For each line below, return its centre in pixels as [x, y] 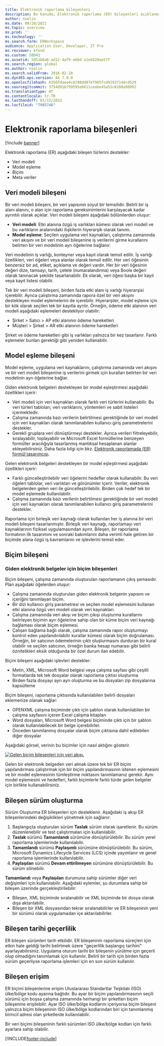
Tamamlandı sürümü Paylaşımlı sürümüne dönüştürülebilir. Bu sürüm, [82, 848]
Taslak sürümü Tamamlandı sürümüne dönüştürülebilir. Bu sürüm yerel [84, 837]
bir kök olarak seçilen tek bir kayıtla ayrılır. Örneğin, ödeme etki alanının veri [81, 306]
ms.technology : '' [24, 37]
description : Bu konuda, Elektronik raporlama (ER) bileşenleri [72, 14]
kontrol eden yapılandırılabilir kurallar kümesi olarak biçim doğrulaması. [83, 636]
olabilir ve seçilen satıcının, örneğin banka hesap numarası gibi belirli [81, 646]
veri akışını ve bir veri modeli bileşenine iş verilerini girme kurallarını [80, 240]
